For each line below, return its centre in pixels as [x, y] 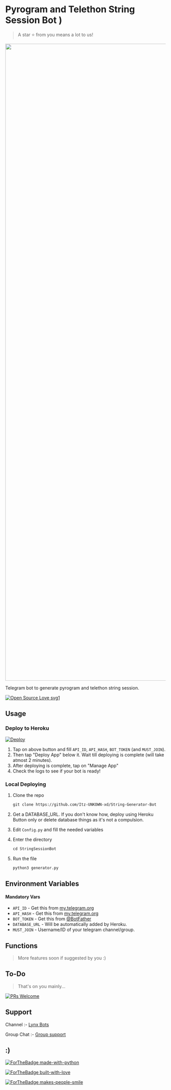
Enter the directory [32, 839]
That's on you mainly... [41, 986]
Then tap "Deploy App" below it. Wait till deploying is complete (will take [88, 755]
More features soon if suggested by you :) [62, 958]
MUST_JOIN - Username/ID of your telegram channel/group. [74, 930]
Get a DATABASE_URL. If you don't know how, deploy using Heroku [83, 814]
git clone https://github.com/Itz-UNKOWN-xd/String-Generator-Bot [84, 804]
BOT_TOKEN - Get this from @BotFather [52, 919]
